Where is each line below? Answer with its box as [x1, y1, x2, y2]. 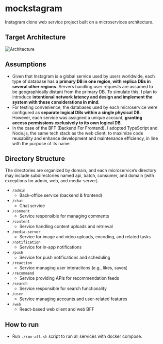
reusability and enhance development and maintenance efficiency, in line [12, 135, 158, 141]
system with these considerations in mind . [12, 99, 100, 105]
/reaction [12, 261, 33, 266]
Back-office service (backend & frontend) [19, 192, 103, 198]
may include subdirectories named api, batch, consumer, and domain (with [5, 172, 154, 178]
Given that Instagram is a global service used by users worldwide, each [12, 73, 155, 79]
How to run [5, 320, 39, 329]
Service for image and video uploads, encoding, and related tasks [19, 234, 151, 240]
